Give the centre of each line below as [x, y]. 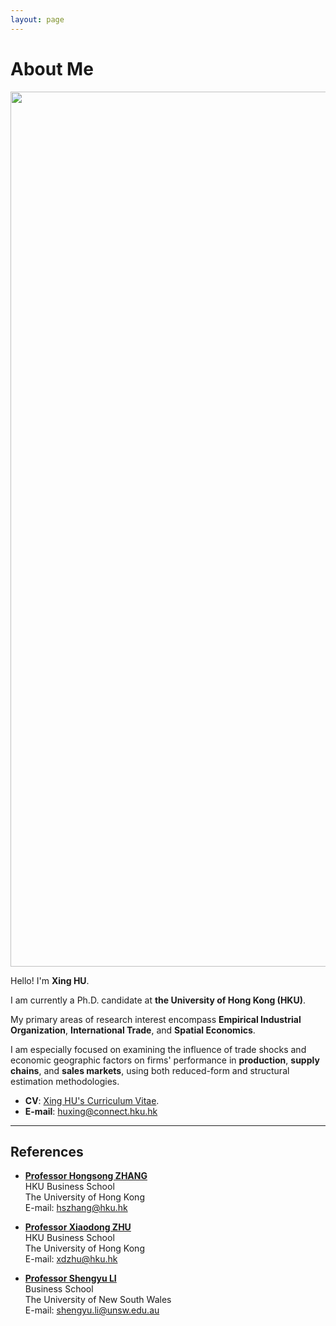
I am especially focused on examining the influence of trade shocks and [158, 1049]
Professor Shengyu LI [70, 1278]
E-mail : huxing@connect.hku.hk [91, 1111]
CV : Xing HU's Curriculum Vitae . [92, 1100]
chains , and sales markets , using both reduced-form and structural [150, 1070]
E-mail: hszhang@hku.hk [76, 1208]
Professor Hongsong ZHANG [86, 1176]
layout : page [37, 19]
